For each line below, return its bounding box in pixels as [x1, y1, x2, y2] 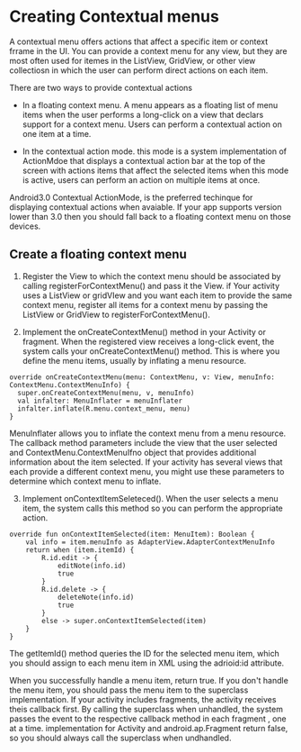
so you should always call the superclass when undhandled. [9, 732, 232, 743]
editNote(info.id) [57, 561, 127, 570]
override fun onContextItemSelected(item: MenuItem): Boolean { [9, 530, 255, 539]
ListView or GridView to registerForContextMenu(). [22, 309, 211, 320]
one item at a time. [22, 128, 92, 139]
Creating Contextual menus [9, 6, 220, 27]
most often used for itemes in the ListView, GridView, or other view [9, 55, 256, 66]
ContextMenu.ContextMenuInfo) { [9, 380, 130, 389]
